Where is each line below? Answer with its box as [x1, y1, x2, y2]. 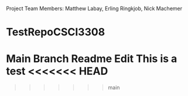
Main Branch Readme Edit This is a [6, 52, 177, 66]
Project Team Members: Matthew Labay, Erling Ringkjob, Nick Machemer [6, 5, 183, 12]
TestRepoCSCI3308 [6, 26, 105, 39]
